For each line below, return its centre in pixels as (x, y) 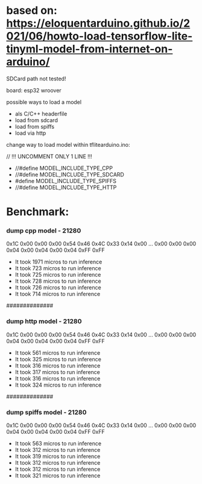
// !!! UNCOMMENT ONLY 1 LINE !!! (49, 156)
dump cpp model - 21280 (44, 231)
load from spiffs (35, 126)
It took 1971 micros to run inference (58, 262)
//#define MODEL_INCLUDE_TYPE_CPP (64, 168)
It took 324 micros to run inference (58, 385)
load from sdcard (36, 120)
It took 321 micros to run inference (58, 476)
